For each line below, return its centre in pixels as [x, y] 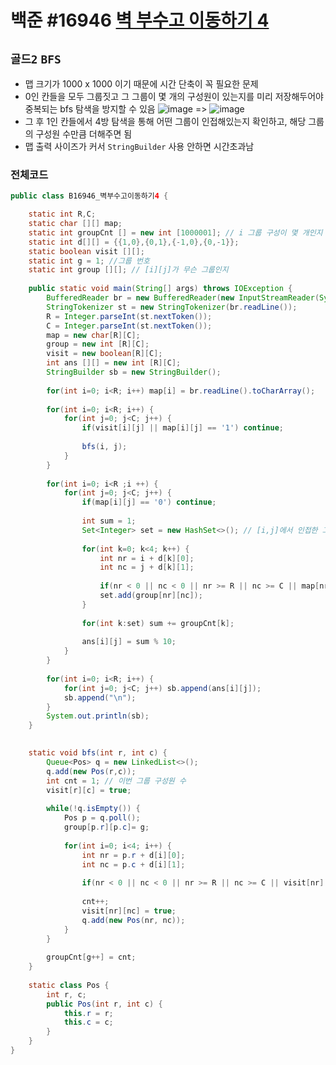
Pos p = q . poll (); [102, 818]
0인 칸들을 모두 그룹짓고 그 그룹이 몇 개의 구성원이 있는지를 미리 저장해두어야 [174, 96]
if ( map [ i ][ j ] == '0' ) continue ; [149, 502]
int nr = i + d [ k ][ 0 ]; [147, 558]
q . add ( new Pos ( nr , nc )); [133, 920]
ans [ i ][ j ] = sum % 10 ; [129, 642]
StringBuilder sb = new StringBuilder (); [134, 372]
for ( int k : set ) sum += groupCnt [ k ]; [158, 623]
